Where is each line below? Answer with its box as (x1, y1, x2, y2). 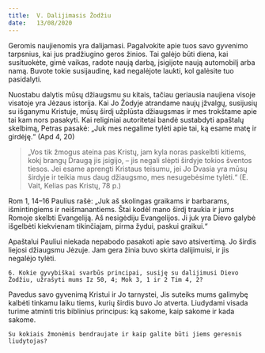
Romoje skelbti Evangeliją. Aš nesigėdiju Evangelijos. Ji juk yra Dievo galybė (8, 213, 256, 222)
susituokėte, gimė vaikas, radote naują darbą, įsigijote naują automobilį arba (8, 57, 256, 67)
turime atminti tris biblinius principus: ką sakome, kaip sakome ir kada (8, 306, 235, 316)
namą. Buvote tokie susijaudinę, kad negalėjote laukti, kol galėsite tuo (8, 66, 235, 75)
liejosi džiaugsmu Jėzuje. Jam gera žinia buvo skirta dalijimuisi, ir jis (8, 245, 229, 254)
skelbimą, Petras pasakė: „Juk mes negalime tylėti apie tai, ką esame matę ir (8, 123, 257, 133)
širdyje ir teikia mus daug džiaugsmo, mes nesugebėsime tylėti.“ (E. (27, 172, 249, 182)
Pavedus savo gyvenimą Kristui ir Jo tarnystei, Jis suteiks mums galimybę (8, 290, 248, 299)
